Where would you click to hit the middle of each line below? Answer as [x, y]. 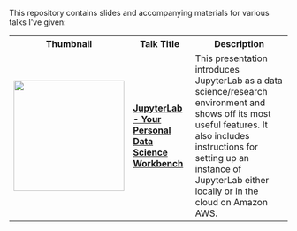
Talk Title [160, 44]
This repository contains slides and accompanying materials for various [139, 13]
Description [239, 44]
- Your [147, 119]
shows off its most [233, 114]
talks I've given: [38, 22]
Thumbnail [69, 44]
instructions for [226, 147]
